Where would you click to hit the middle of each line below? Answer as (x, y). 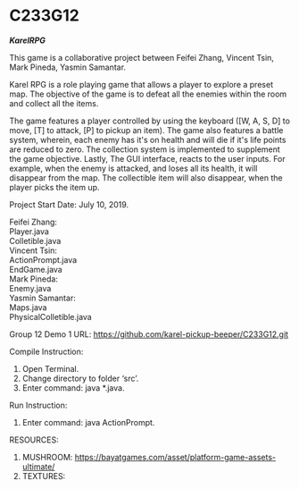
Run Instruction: (38, 405)
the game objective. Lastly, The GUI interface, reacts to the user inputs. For (147, 158)
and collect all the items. (54, 103)
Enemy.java (30, 288)
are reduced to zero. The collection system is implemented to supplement (145, 149)
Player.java (29, 231)
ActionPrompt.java (43, 259)
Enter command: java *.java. (73, 388)
